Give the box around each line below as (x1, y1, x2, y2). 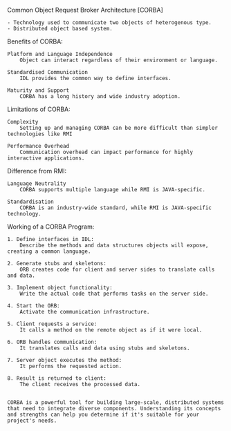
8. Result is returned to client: (7, 375, 107, 382)
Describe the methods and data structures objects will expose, (19, 242, 209, 249)
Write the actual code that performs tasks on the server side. (19, 290, 209, 297)
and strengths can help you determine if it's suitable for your (7, 411, 199, 418)
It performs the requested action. (19, 363, 122, 370)
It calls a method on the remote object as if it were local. (19, 327, 203, 334)
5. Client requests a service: (7, 320, 98, 327)
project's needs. (7, 417, 57, 424)
